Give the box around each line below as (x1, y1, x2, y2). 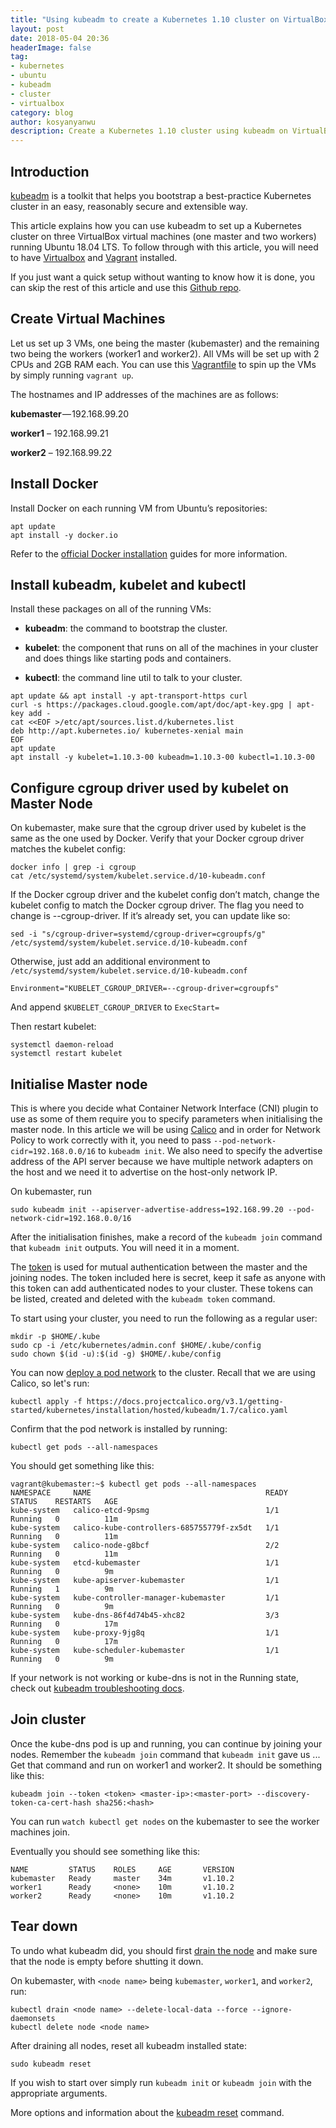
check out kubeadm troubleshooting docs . (10, 1682, 185, 1694)
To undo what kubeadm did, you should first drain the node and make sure (10, 1944, 318, 1956)
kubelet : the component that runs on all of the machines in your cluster (24, 642, 319, 654)
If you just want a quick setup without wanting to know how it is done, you (10, 271, 315, 283)
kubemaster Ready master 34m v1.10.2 (10, 1873, 235, 1883)
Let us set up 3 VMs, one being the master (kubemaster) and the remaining (10, 337, 320, 349)
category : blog (10, 107, 74, 118)
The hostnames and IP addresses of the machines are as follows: (10, 388, 279, 400)
